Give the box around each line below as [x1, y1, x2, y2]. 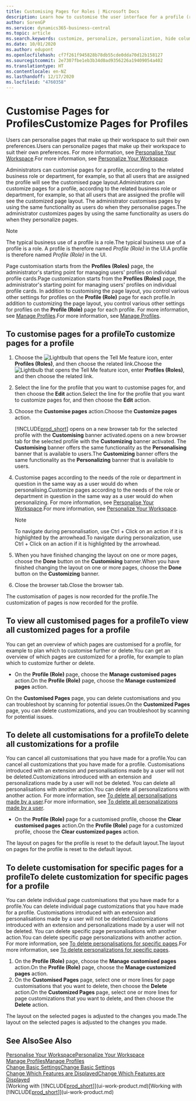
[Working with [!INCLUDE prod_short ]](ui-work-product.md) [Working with [6, 1082, 183, 1089]
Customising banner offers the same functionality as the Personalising [14, 444, 187, 451]
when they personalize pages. [6, 216, 79, 223]
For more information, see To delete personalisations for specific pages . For [6, 940, 187, 947]
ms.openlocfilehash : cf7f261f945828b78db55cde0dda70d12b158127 [6, 52, 163, 58]
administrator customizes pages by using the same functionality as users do [6, 210, 190, 217]
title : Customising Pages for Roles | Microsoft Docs [6, 8, 140, 15]
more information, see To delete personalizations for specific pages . [6, 946, 170, 953]
